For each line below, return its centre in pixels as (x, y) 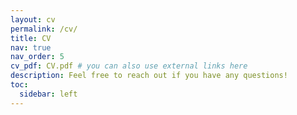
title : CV (31, 38)
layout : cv (33, 19)
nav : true (31, 47)
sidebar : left (48, 94)
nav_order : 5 (37, 57)
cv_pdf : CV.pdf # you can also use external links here (129, 66)
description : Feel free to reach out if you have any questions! (149, 76)
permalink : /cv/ (44, 29)
